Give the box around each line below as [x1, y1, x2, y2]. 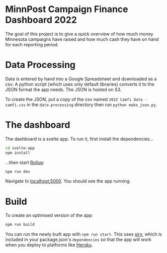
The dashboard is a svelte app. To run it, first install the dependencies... [5, 136, 154, 142]
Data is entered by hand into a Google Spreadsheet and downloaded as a [5, 75, 157, 81]
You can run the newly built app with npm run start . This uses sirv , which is [5, 231, 162, 237]
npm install [5, 150, 30, 155]
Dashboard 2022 [5, 14, 77, 26]
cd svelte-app [5, 145, 35, 150]
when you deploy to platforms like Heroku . [5, 242, 93, 248]
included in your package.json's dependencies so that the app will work [5, 236, 152, 242]
